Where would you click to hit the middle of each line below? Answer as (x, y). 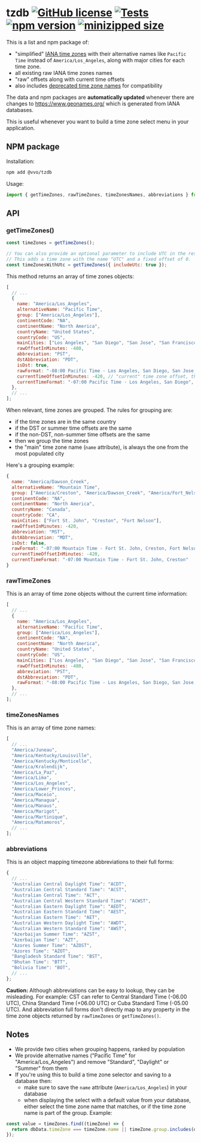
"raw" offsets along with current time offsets (70, 79)
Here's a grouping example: (40, 465)
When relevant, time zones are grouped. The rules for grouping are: (89, 410)
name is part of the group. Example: (68, 1112)
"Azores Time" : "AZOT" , (41, 951)
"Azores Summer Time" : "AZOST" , (52, 945)
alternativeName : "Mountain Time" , (56, 487)
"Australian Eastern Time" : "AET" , (56, 918)
